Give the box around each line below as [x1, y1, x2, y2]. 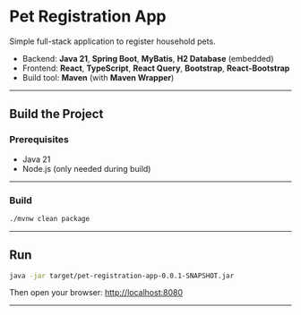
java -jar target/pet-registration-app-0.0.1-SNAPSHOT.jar [9, 271, 235, 280]
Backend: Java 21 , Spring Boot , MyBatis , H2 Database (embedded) [21, 53, 275, 64]
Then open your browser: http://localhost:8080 [9, 287, 184, 298]
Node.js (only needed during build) [21, 163, 151, 174]
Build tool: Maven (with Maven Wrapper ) [21, 72, 175, 82]
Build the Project [9, 106, 104, 122]
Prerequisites [9, 133, 69, 146]
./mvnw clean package [9, 214, 90, 223]
